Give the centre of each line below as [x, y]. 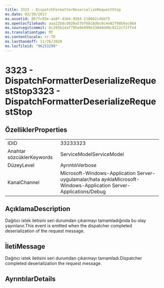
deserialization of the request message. [45, 231]
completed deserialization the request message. [53, 264]
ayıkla [108, 179]
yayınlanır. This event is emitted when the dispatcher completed [69, 226]
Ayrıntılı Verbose [78, 165]
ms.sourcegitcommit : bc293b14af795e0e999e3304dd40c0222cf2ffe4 [71, 28]
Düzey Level [21, 165]
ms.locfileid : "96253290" [31, 46]
